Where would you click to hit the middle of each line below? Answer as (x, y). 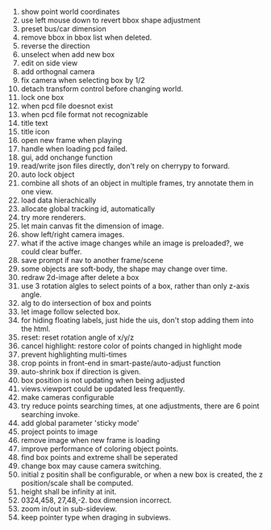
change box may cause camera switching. (91, 466)
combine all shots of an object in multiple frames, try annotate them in (137, 183)
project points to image (59, 432)
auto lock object (48, 174)
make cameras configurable (67, 397)
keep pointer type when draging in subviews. (96, 517)
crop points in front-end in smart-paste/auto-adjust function (121, 363)
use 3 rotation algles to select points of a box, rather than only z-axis (135, 286)
